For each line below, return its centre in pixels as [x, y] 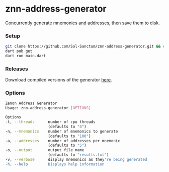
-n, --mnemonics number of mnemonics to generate [62, 131]
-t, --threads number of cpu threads [50, 122]
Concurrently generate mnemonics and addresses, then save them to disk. [82, 23]
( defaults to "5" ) [67, 145]
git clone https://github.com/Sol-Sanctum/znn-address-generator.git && [83, 47]
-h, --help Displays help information [55, 164]
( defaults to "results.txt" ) [78, 155]
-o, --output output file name [45, 150]
